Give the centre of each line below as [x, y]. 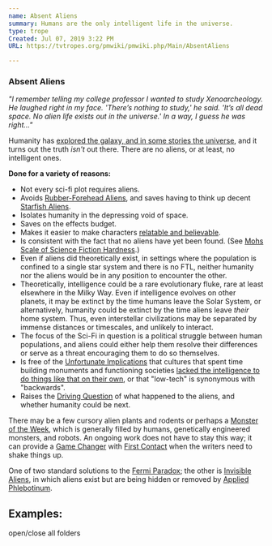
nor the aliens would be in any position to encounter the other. [123, 276]
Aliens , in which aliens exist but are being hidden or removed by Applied [129, 479]
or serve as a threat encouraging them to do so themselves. [120, 353]
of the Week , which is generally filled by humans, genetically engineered [130, 429]
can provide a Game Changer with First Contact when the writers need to [130, 446]
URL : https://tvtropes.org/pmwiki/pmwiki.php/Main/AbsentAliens [119, 46]
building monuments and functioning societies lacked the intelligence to [140, 371]
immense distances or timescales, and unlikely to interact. [117, 327]
